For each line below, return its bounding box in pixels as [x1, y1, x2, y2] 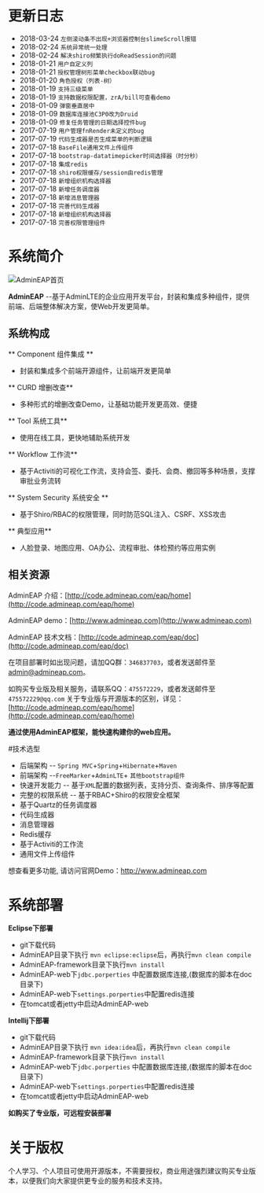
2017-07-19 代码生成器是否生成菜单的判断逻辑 [19, 134, 152, 143]
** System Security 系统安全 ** [8, 492, 108, 502]
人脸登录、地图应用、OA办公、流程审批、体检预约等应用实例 [19, 543, 216, 552]
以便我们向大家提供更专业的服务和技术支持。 [21, 1176, 167, 1186]
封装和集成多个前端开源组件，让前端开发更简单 [19, 366, 171, 375]
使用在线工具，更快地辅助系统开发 [19, 433, 130, 442]
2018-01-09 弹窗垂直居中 [19, 100, 95, 110]
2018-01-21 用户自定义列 [19, 58, 93, 68]
